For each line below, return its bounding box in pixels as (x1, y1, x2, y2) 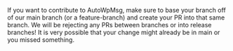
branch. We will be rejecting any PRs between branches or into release (7, 21, 212, 29)
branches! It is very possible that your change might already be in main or (7, 28, 220, 36)
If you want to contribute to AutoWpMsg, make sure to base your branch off (7, 6, 226, 14)
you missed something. (7, 36, 75, 44)
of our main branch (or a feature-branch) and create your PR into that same (7, 13, 225, 22)
